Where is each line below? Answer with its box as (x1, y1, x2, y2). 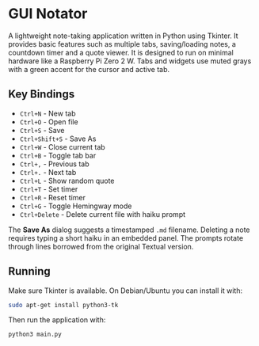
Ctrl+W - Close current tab (19, 142, 105, 151)
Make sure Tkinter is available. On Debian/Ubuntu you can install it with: (8, 286, 243, 295)
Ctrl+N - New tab (19, 108, 76, 118)
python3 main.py (8, 330, 62, 339)
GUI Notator (8, 5, 88, 23)
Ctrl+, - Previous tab (19, 159, 90, 169)
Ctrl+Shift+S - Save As (19, 134, 97, 143)
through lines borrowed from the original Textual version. (8, 241, 194, 251)
